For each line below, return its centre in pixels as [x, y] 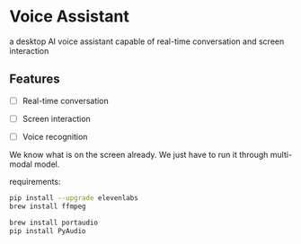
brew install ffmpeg [48, 206]
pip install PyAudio [48, 231]
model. [47, 164]
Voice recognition [55, 136]
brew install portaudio [54, 222]
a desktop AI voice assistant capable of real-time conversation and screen [147, 41]
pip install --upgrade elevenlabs [74, 198]
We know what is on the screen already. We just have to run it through [139, 154]
